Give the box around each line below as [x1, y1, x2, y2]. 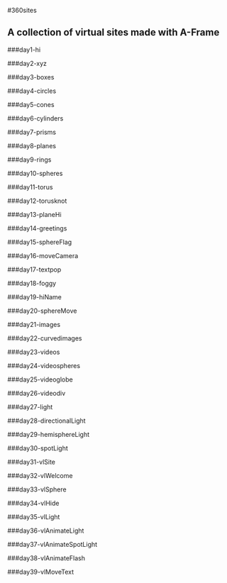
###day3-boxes [7, 72, 55, 81]
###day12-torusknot [7, 196, 67, 205]
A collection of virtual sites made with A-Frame [7, 26, 220, 38]
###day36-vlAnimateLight [7, 526, 84, 535]
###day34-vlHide [7, 499, 60, 507]
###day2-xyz [7, 59, 48, 67]
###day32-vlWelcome [7, 471, 73, 479]
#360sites [7, 6, 37, 14]
